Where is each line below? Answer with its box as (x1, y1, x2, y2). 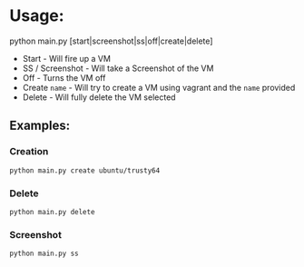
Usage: (9, 5, 65, 26)
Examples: (9, 118, 71, 133)
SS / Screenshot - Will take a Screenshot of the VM (22, 63, 214, 74)
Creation (9, 145, 49, 158)
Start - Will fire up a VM (22, 53, 112, 64)
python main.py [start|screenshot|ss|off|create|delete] (9, 35, 213, 46)
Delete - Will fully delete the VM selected (22, 92, 176, 103)
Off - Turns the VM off (22, 72, 106, 83)
